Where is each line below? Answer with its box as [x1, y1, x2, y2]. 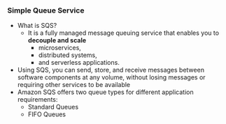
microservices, [38, 44, 82, 52]
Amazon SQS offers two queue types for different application [17, 88, 194, 96]
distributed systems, [38, 51, 98, 59]
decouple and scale [27, 36, 87, 45]
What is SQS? [17, 22, 57, 30]
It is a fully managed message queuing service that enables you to [27, 29, 219, 37]
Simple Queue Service [7, 6, 85, 15]
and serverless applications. [38, 59, 120, 67]
